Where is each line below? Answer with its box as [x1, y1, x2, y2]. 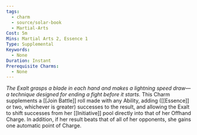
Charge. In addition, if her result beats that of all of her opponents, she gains [6, 116, 191, 123]
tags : [6, 8, 19, 15]
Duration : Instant [6, 58, 51, 63]
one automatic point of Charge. [6, 122, 82, 129]
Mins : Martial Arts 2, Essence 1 [6, 36, 88, 42]
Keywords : [6, 47, 31, 53]
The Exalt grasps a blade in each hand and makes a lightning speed [6, 85, 172, 92]
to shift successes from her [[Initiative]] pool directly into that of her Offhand [6, 110, 191, 117]
